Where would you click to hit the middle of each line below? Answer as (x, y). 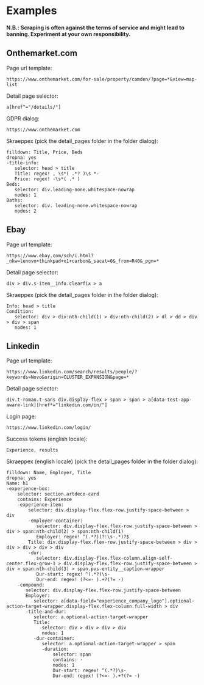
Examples (32, 11)
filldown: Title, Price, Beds (45, 152)
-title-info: (23, 163)
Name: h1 (17, 483)
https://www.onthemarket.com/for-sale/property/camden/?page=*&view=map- (102, 79)
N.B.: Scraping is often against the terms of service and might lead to (95, 27)
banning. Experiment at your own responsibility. (69, 34)
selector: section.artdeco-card (58, 494)
